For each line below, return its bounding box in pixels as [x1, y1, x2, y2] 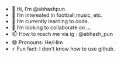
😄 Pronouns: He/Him [11, 39, 63, 46]
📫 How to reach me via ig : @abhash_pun [11, 31, 113, 37]
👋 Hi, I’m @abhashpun [11, 6, 65, 12]
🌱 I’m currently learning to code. [11, 18, 89, 24]
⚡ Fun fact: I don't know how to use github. [11, 45, 115, 52]
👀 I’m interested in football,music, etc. [11, 12, 103, 19]
